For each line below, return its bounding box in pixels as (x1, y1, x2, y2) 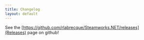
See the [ (5, 24, 23, 30)
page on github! (27, 30, 59, 35)
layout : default (5, 11, 38, 16)
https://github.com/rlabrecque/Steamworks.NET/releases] (23, 24, 140, 30)
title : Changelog (5, 7, 40, 12)
